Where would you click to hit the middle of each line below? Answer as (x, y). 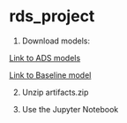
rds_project (52, 16)
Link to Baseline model (50, 75)
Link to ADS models (45, 58)
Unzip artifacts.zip (55, 92)
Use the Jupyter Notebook (70, 109)
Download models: (56, 41)
